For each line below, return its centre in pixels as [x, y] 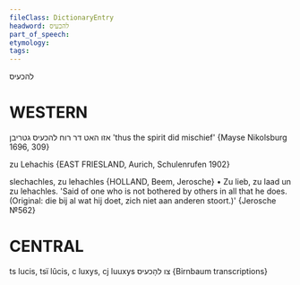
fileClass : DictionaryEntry [62, 17]
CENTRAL [47, 246]
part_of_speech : [39, 34]
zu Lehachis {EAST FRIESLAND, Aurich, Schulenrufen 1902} [120, 164]
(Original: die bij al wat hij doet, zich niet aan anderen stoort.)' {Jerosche [143, 201]
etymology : [30, 43]
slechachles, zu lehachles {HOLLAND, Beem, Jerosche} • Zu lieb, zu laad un [150, 182]
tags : [19, 51]
